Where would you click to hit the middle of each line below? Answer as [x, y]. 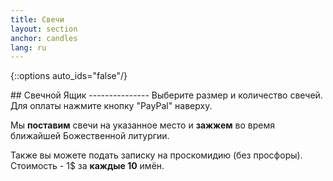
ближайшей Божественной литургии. [90, 136]
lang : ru [28, 47]
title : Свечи [37, 19]
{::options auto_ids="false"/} [69, 76]
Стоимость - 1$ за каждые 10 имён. [87, 166]
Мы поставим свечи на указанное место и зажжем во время [143, 125]
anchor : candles [44, 38]
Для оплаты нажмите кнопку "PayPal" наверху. [111, 106]
